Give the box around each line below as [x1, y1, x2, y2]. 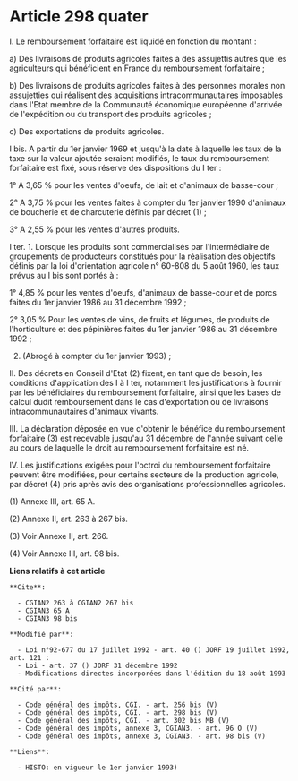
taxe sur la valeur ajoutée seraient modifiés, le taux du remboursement [9, 152, 270, 163]
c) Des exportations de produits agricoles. [9, 125, 165, 136]
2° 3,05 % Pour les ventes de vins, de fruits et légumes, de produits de [9, 313, 270, 324]
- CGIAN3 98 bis [17, 614, 78, 623]
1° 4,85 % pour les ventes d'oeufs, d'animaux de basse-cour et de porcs [9, 287, 277, 297]
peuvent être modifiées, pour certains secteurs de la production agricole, [9, 468, 279, 480]
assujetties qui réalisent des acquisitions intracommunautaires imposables [9, 90, 284, 100]
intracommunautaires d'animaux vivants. [9, 406, 159, 416]
